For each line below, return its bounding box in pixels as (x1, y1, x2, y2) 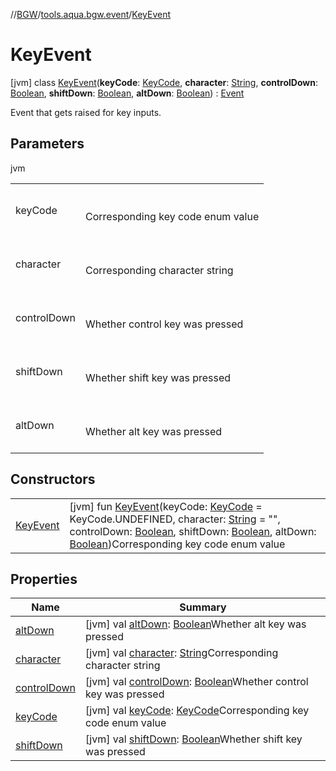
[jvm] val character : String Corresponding (85, 646, 279, 660)
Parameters (10, 135, 85, 153)
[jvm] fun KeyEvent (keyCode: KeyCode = (69, 499, 263, 513)
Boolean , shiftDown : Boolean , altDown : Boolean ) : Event (10, 87, 245, 99)
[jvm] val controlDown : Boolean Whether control (85, 675, 309, 689)
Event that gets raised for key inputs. (10, 106, 162, 118)
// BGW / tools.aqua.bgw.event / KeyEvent (10, 9, 172, 20)
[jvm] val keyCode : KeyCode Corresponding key (85, 704, 310, 718)
